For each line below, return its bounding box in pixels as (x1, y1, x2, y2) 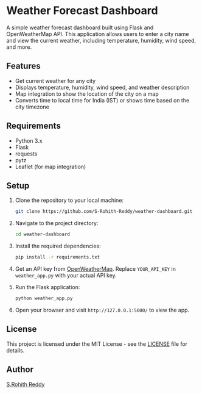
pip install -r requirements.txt (15, 254, 100, 260)
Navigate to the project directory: (15, 220, 99, 227)
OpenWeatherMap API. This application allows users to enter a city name (6, 30, 189, 37)
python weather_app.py (15, 295, 73, 301)
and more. (6, 43, 32, 51)
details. (6, 346, 25, 354)
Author (6, 364, 33, 375)
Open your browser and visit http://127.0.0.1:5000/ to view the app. (15, 306, 190, 313)
